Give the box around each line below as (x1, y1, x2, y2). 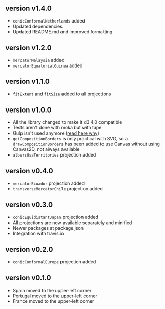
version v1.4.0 (5, 4, 52, 13)
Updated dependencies (12, 23, 63, 29)
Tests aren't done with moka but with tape (12, 125, 102, 131)
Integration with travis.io (12, 230, 64, 236)
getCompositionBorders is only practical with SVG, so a (12, 136, 128, 142)
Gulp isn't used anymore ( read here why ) (12, 130, 100, 136)
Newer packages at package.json (12, 225, 84, 231)
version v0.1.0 (5, 274, 51, 282)
